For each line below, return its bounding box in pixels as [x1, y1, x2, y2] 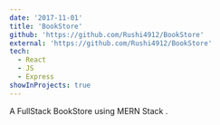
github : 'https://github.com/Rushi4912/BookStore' [9, 30, 205, 39]
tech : [9, 47, 30, 56]
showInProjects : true [9, 81, 91, 90]
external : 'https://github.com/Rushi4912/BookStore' [9, 38, 213, 48]
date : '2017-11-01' [9, 13, 83, 23]
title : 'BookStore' [9, 22, 83, 31]
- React [17, 55, 47, 64]
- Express [17, 72, 54, 82]
